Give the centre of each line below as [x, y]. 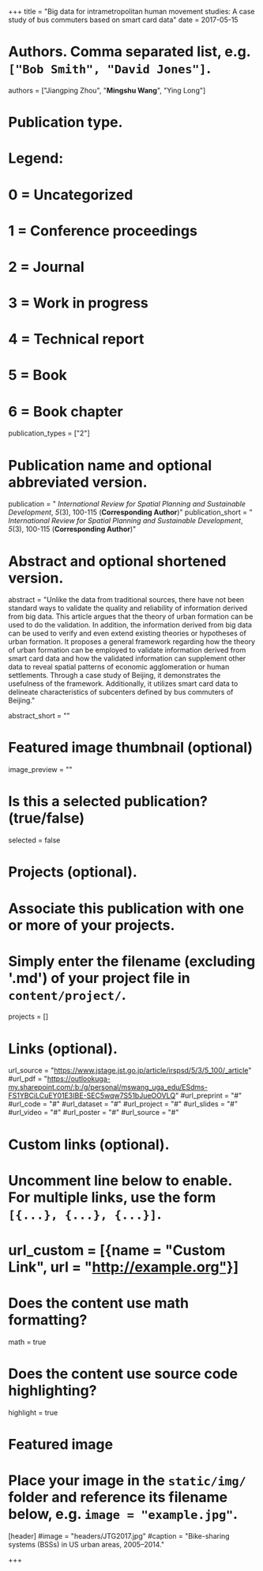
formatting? [48, 1320]
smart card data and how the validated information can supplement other [127, 658]
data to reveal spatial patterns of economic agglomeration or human [119, 667]
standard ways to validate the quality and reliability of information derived [128, 608]
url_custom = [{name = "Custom [117, 1250]
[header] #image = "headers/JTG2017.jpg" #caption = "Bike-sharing [119, 1535]
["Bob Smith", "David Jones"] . [110, 68]
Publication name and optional [110, 465]
